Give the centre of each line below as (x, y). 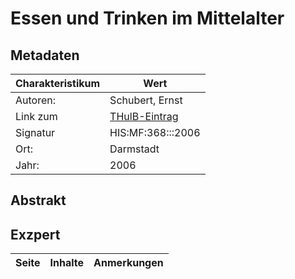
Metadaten (45, 55)
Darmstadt (134, 149)
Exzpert (35, 234)
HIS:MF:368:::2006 (155, 132)
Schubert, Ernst (146, 100)
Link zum (36, 116)
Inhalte (67, 263)
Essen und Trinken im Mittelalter (147, 18)
